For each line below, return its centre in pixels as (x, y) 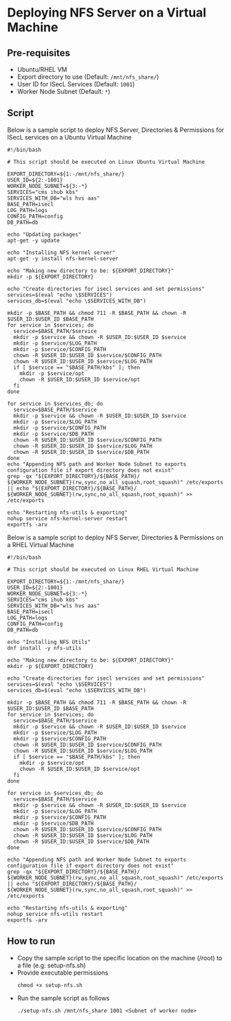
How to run (31, 941)
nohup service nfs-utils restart (55, 914)
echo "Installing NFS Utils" (49, 642)
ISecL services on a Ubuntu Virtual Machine (70, 137)
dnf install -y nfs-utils (44, 648)
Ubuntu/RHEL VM (42, 69)
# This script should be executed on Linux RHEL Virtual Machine (103, 569)
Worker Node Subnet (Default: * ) (63, 92)
